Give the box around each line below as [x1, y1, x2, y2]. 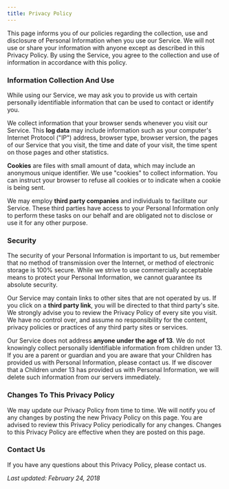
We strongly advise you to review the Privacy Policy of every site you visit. [7, 309, 218, 317]
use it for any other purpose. [7, 218, 88, 227]
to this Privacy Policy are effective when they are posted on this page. [7, 428, 205, 436]
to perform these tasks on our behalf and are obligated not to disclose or [7, 211, 213, 219]
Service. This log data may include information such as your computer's [7, 126, 212, 134]
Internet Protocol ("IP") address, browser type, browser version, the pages [7, 133, 219, 142]
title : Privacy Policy [7, 10, 72, 17]
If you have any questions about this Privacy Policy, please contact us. [7, 460, 206, 468]
